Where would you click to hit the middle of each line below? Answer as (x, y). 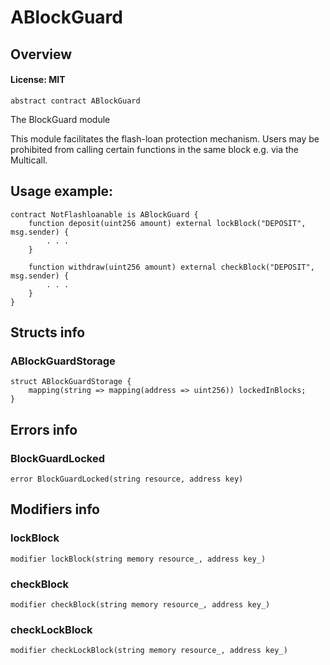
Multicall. (29, 160)
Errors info (44, 429)
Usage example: (62, 191)
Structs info (48, 332)
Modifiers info (55, 509)
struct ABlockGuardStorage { (71, 382)
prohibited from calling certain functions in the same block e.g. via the (154, 149)
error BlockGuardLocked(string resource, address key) (127, 479)
